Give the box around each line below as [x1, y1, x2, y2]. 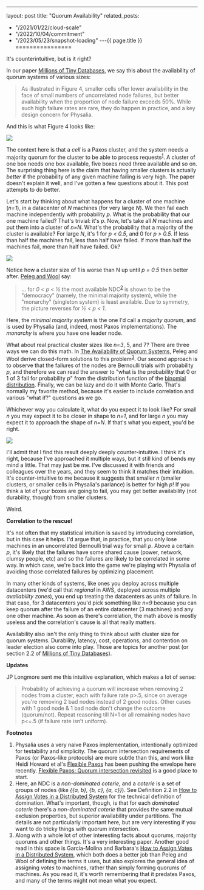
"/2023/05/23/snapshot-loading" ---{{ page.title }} [15, 37, 143, 44]
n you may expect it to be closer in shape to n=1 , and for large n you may [6, 412, 188, 419]
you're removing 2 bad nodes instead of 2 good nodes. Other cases [21, 698, 191, 705]
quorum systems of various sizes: [6, 74, 91, 80]
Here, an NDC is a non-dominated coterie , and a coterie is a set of [15, 780, 181, 787]
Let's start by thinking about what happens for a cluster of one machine [6, 197, 185, 205]
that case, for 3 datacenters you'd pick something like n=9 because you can [6, 599, 197, 606]
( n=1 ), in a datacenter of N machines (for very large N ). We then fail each [6, 204, 189, 211]
